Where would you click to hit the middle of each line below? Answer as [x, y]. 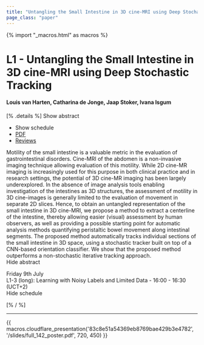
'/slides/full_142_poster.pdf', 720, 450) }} [57, 335]
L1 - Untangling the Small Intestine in [100, 59]
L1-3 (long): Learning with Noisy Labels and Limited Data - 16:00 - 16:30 [96, 280]
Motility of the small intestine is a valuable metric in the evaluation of [92, 152]
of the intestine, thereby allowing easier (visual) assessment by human [94, 217]
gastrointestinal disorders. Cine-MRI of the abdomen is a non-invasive [94, 159]
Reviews [25, 140]
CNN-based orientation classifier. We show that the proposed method [93, 249]
